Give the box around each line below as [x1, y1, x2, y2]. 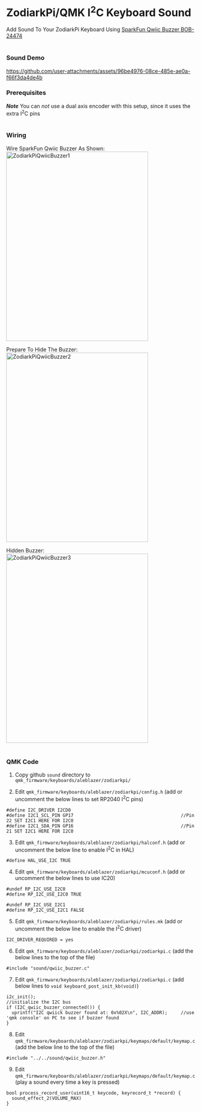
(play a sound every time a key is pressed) [14, 1078, 120, 1086]
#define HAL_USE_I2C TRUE [6, 858, 71, 864]
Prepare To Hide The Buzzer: [6, 346, 78, 353]
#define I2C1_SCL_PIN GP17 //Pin [6, 812, 195, 818]
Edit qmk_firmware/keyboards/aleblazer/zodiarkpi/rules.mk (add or [14, 918, 183, 925]
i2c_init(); [6, 994, 36, 1000]
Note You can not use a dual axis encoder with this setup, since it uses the [6, 102, 191, 109]
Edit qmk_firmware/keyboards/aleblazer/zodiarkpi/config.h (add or [14, 788, 183, 795]
